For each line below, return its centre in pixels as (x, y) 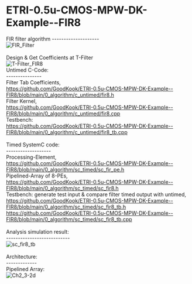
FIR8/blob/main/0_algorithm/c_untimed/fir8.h (60, 95)
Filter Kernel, (21, 101)
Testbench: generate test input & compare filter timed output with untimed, (96, 194)
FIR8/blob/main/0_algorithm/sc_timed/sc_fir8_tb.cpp (69, 219)
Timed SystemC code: (33, 145)
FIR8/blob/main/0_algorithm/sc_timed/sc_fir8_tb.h (66, 207)
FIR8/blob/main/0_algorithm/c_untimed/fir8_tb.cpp (67, 132)
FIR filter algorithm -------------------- (53, 39)
